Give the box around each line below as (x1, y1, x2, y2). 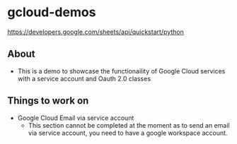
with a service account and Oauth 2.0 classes (17, 74, 151, 83)
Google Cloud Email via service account (17, 114, 134, 122)
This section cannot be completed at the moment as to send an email (28, 121, 230, 129)
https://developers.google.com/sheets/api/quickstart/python (7, 28, 184, 36)
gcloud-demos (7, 4, 96, 20)
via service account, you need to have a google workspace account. (28, 128, 228, 137)
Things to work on (7, 95, 89, 107)
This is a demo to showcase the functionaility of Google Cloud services (17, 66, 226, 75)
